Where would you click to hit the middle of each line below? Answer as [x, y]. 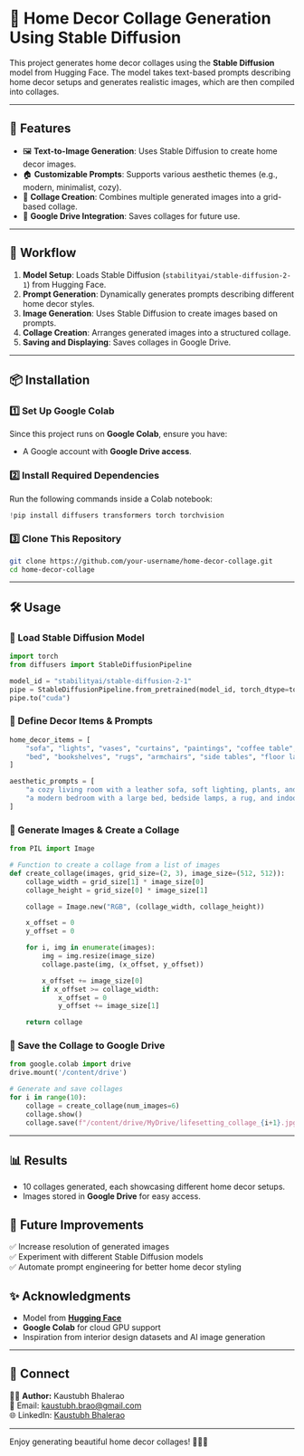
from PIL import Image [52, 849]
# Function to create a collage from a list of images [115, 865]
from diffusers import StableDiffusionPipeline [101, 665]
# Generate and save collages [66, 1090]
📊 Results [38, 1161]
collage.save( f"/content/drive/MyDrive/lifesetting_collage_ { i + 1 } [153, 1123]
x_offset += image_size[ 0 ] [93, 981]
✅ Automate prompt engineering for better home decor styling [125, 1267]
